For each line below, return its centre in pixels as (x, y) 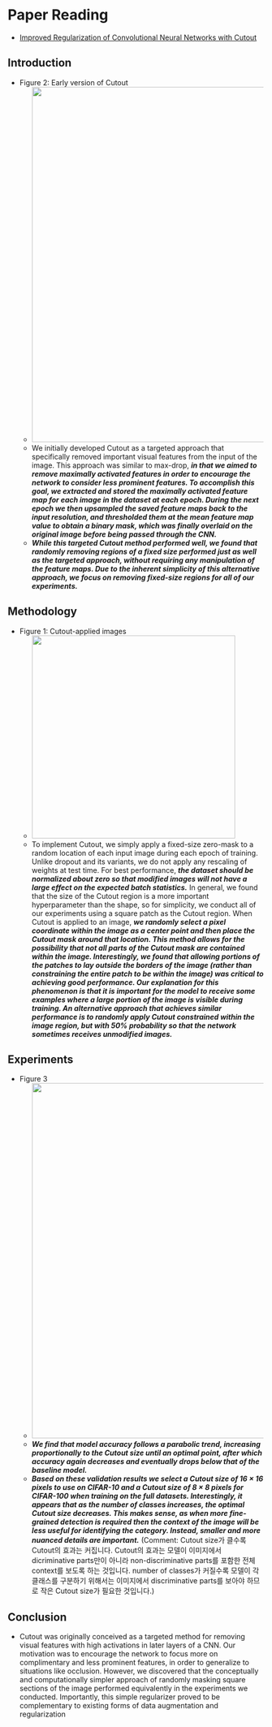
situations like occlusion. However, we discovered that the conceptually (139, 1671)
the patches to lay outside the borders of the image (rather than (142, 965)
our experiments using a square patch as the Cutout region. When (142, 913)
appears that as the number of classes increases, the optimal (138, 1505)
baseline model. (59, 1470)
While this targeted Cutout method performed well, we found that (145, 542)
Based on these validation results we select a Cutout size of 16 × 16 (147, 1479)
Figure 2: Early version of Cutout (74, 82)
